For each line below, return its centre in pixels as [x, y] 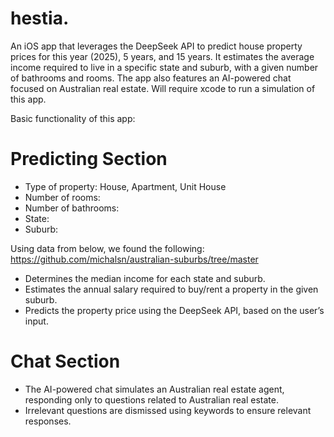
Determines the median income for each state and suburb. [145, 278]
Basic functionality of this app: [73, 118]
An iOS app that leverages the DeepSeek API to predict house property [156, 46]
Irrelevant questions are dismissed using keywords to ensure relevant [168, 410]
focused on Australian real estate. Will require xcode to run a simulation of [163, 88]
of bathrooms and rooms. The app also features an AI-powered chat [151, 78]
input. [36, 321]
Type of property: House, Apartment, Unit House [125, 186]
